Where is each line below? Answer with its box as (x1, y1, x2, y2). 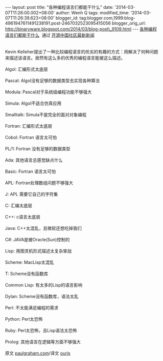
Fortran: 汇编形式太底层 (5, 123, 52, 129)
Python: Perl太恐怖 (5, 316, 43, 322)
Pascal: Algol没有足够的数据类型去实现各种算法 (5, 78, 100, 83)
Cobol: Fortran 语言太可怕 (5, 135, 57, 140)
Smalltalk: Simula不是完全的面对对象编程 (5, 112, 87, 117)
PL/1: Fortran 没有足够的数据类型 (5, 146, 71, 151)
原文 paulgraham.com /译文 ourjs (5, 350, 70, 356)
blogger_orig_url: (112, 20, 146, 26)
